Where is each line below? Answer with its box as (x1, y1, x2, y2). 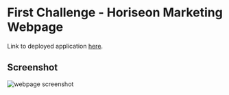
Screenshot (7, 62, 58, 73)
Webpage (7, 19, 64, 35)
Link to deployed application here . (7, 42, 104, 50)
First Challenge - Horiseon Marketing (7, 5, 223, 21)
